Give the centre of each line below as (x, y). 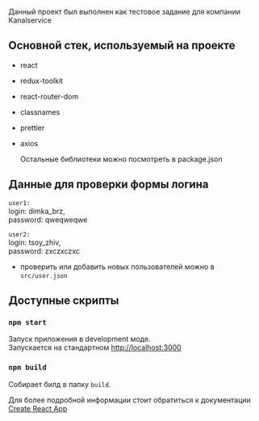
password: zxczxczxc (44, 250)
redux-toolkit (41, 81)
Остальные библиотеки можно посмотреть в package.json (121, 159)
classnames (40, 112)
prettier (32, 128)
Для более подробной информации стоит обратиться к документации (130, 400)
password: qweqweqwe (48, 219)
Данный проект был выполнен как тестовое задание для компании (124, 12)
